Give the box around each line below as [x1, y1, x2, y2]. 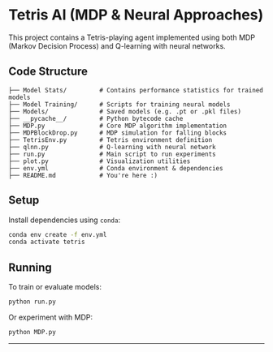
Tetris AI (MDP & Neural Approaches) [8, 6, 264, 24]
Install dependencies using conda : [8, 215, 120, 225]
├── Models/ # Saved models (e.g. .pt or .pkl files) [8, 107, 242, 115]
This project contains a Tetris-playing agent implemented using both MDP [8, 32, 256, 42]
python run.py [8, 298, 57, 306]
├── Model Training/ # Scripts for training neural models [8, 100, 231, 109]
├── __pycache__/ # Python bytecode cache [8, 114, 184, 122]
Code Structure [8, 65, 88, 79]
